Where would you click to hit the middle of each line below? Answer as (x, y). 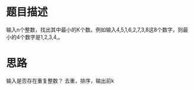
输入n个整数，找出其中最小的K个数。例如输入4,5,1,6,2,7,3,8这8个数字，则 (95, 30)
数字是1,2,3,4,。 (44, 37)
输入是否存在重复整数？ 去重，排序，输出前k (60, 81)
